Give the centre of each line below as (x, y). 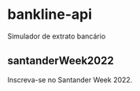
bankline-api (50, 15)
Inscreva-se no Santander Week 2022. (70, 79)
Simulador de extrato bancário (57, 36)
